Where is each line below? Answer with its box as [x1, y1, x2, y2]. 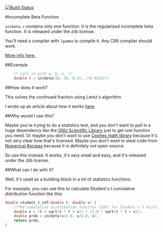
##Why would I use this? [5, 113, 54, 118]
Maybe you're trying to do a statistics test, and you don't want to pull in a [5, 122, 151, 128]
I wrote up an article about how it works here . [5, 103, 96, 109]
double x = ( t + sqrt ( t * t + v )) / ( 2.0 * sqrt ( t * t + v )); [14, 209, 142, 214]
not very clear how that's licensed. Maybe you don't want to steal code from [5, 137, 158, 143]
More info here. [5, 52, 36, 58]
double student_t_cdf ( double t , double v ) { [5, 200, 97, 205]
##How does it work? [5, 84, 48, 90]
